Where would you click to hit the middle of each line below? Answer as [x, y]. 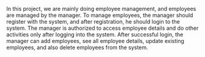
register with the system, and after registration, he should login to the [93, 22]
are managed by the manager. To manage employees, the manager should [100, 15]
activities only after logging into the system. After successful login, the [95, 35]
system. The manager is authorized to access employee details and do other [103, 28]
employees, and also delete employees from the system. [77, 47]
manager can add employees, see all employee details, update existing [95, 41]
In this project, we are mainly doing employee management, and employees [101, 9]
